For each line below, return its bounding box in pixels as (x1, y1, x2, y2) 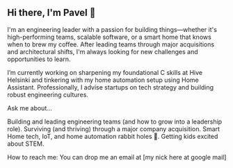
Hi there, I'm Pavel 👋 (7, 7, 96, 19)
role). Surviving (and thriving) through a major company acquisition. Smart (7, 124, 220, 133)
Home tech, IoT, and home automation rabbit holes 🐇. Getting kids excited (7, 132, 218, 140)
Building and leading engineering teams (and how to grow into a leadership (7, 117, 223, 126)
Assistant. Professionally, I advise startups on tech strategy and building (7, 83, 214, 91)
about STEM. (7, 140, 45, 148)
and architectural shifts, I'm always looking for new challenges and (7, 47, 198, 56)
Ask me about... (7, 103, 52, 112)
